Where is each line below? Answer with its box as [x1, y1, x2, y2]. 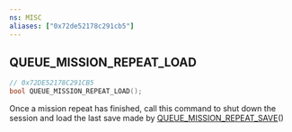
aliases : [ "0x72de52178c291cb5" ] [9, 22, 135, 31]
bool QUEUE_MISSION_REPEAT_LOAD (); [9, 87, 143, 96]
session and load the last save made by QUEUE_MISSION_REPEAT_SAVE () [9, 113, 285, 124]
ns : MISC [9, 13, 42, 22]
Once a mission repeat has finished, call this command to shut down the [9, 103, 277, 114]
